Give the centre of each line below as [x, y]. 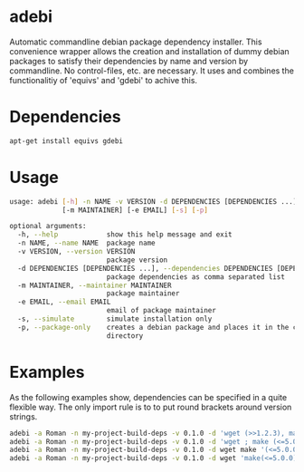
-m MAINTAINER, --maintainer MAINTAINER [95, 285]
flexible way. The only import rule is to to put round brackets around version [151, 407]
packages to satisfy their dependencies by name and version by [129, 61]
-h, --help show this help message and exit [125, 235]
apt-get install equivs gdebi [66, 141]
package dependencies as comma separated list [195, 277]
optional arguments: [48, 226]
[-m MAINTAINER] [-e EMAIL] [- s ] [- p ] [135, 210]
